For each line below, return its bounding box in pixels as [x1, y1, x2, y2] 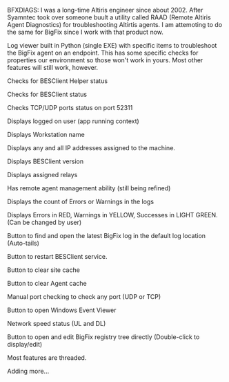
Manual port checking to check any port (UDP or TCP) [7, 293, 161, 300]
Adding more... [7, 367, 50, 375]
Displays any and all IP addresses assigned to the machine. [7, 144, 176, 152]
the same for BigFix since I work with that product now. [7, 28, 163, 36]
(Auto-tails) [7, 239, 40, 247]
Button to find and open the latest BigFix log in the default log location [7, 232, 206, 239]
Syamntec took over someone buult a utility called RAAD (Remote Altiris [7, 13, 212, 21]
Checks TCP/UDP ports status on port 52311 [7, 104, 133, 111]
